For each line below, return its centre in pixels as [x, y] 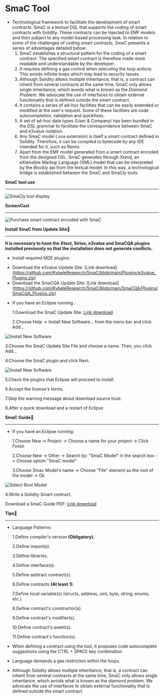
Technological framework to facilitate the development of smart [76, 22]
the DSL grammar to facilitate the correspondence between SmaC [86, 126]
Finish [18, 446]
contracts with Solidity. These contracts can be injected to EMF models [84, 32]
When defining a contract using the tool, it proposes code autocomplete [84, 646]
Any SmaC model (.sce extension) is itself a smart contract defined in [89, 136]
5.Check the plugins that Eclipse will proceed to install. [60, 379]
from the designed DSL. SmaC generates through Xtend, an [79, 157]
